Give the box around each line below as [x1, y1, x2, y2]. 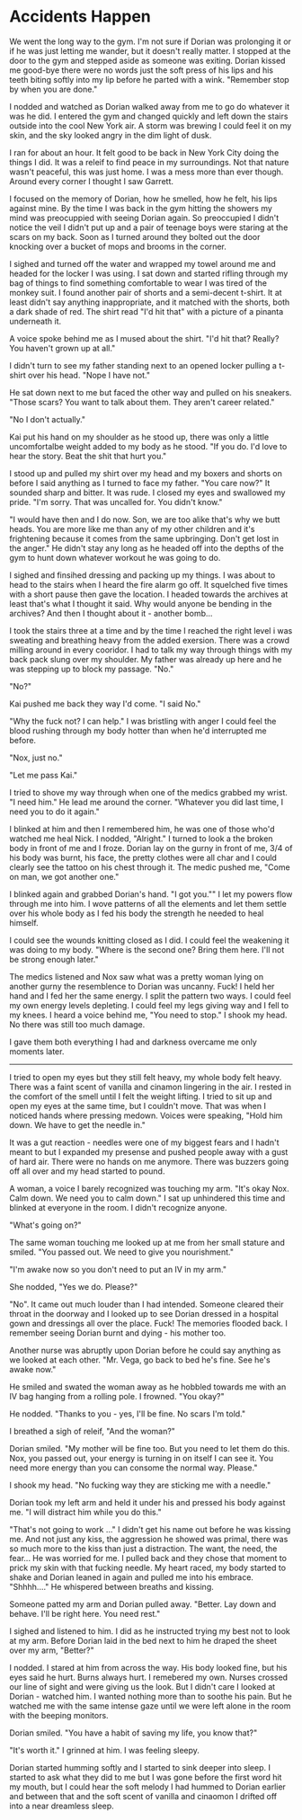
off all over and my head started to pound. [9, 1166, 165, 1176]
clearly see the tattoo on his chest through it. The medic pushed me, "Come [9, 861, 290, 873]
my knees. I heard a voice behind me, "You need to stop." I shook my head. [9, 1009, 288, 1020]
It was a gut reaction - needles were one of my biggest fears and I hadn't [9, 1137, 280, 1148]
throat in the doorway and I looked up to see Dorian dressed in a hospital [9, 1308, 279, 1318]
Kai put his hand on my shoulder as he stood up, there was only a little [9, 431, 270, 442]
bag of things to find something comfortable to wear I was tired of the [9, 277, 268, 289]
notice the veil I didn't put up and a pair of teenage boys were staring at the [9, 222, 289, 233]
